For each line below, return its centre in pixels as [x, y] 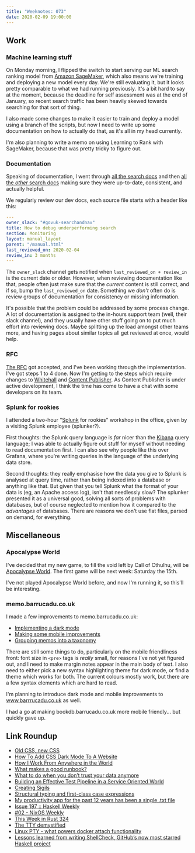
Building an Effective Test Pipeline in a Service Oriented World [89, 781]
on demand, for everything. [39, 517]
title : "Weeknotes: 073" [36, 11]
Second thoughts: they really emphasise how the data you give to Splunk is [96, 473]
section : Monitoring [31, 234]
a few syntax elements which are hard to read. [62, 683]
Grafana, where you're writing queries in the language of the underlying [92, 456]
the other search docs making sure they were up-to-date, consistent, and [94, 183]
